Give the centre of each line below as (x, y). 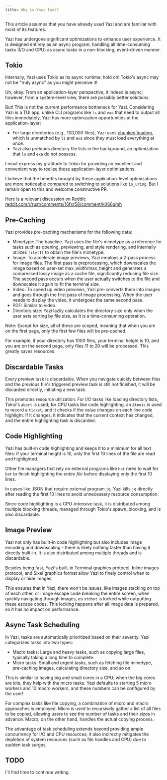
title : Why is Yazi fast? (32, 10)
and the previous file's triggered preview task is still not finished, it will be (80, 385)
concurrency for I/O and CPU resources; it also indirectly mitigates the (77, 734)
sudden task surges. (26, 745)
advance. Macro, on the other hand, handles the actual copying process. (80, 719)
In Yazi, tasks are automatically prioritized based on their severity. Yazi (78, 637)
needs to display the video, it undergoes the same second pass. (78, 300)
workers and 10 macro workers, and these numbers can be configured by (80, 688)
